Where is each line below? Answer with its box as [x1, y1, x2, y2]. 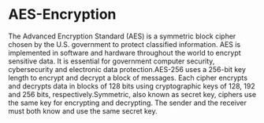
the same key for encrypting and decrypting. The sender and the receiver [8, 98, 247, 107]
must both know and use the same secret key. [8, 106, 158, 115]
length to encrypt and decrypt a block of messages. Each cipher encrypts [8, 73, 248, 82]
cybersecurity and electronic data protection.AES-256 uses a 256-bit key [8, 64, 247, 74]
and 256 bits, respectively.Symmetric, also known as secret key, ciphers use [8, 89, 257, 99]
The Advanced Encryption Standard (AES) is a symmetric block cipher [8, 31, 236, 41]
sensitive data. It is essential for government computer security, [8, 56, 215, 66]
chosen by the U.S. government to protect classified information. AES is [8, 39, 241, 49]
